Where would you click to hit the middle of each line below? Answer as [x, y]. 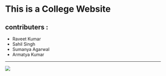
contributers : [27, 27]
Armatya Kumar [28, 54]
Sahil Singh [24, 44]
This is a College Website [58, 9]
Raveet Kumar [26, 39]
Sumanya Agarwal [31, 49]
